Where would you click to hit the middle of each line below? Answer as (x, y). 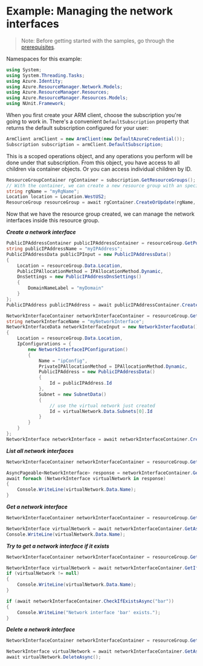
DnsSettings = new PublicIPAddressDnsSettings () (79, 277)
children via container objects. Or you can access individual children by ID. (99, 169)
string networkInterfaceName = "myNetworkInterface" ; (76, 321)
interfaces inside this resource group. (53, 220)
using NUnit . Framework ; (36, 104)
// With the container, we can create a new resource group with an (94, 185)
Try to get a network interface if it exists (58, 546)
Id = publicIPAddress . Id (81, 383)
